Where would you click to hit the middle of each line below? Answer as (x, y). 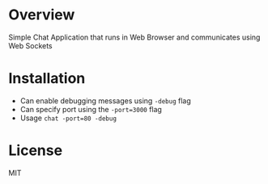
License (36, 151)
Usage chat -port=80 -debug (68, 118)
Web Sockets (30, 45)
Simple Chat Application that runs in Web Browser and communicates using (134, 37)
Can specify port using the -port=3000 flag (91, 109)
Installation (47, 79)
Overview (42, 15)
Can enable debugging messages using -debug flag (106, 100)
